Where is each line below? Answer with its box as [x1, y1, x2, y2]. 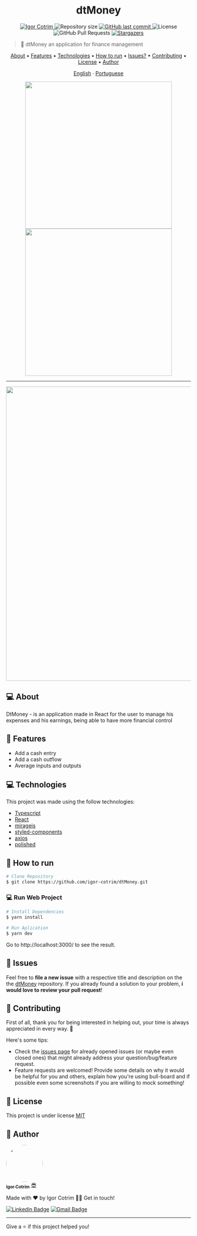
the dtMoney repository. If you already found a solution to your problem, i [6, 980, 184, 987]
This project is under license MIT [6, 1112, 86, 1119]
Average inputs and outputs [14, 762, 81, 769]
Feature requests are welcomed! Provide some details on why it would [14, 1066, 185, 1074]
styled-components [14, 828, 63, 836]
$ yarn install [6, 915, 43, 921]
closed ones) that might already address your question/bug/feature [14, 1054, 178, 1061]
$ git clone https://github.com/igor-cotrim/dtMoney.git [6, 879, 148, 885]
